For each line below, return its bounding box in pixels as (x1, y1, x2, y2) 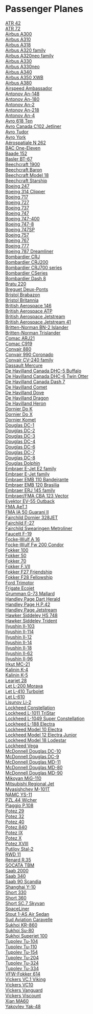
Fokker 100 (5, 547, 29, 553)
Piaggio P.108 (5, 802, 34, 808)
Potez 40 (5, 819, 25, 825)
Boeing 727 (5, 199, 30, 205)
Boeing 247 (5, 183, 30, 189)
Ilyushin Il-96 (5, 656, 33, 662)
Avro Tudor (5, 128, 29, 134)
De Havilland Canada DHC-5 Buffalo (5, 368, 82, 374)
